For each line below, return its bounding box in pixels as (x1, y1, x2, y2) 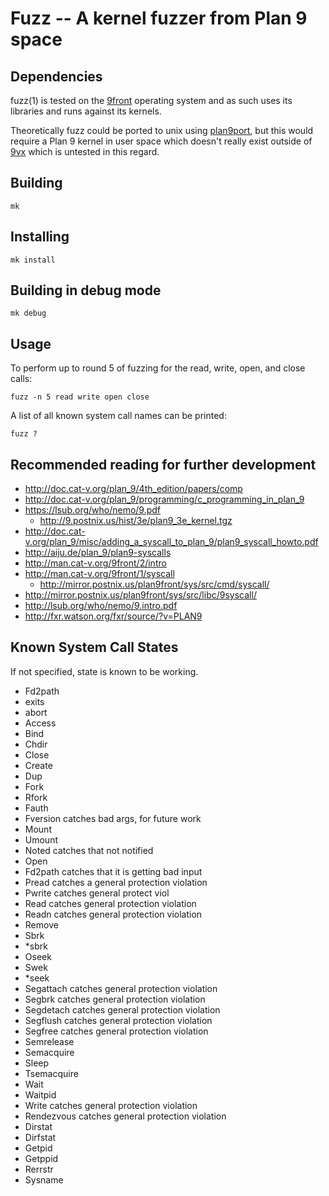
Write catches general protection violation (24, 1099, 198, 1111)
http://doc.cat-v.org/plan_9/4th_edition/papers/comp (24, 483, 243, 495)
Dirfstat (24, 1131, 57, 1143)
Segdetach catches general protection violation (24, 1003, 221, 1016)
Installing (10, 228, 70, 246)
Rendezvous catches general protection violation (24, 1110, 227, 1122)
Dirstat (24, 1120, 53, 1132)
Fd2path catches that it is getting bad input (24, 865, 203, 877)
